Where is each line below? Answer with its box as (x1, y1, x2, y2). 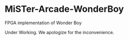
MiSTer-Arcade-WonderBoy (5, 3, 124, 15)
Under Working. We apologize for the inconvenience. (5, 29, 114, 35)
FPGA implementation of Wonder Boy (5, 20, 82, 26)
